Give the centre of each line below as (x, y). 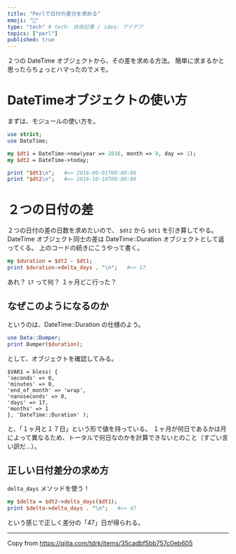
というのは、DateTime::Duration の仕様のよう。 (76, 324)
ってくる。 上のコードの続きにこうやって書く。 (76, 248)
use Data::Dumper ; (34, 337)
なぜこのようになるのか (58, 306)
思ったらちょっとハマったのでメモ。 (60, 69)
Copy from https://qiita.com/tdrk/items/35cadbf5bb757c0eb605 (100, 543)
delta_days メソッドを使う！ (48, 489)
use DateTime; (28, 141)
